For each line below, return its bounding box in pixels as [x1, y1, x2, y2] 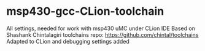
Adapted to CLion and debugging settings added [6, 37, 130, 45]
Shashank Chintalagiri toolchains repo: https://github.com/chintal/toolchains [6, 31, 199, 38]
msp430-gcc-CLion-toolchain [6, 4, 164, 18]
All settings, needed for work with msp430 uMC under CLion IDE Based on [6, 25, 195, 32]
